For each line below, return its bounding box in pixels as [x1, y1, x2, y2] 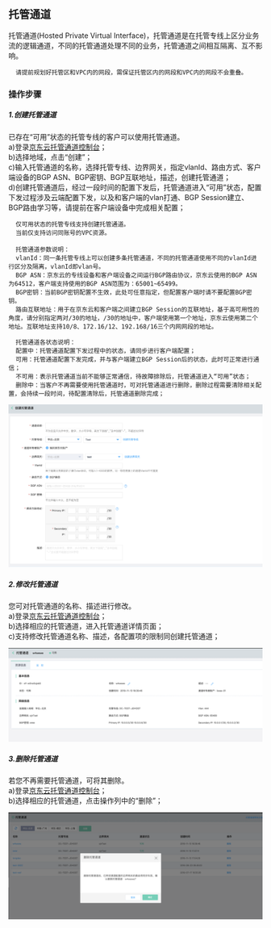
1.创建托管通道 [8, 110, 56, 119]
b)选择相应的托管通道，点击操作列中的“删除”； [8, 796, 163, 805]
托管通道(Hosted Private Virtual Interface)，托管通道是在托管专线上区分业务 [8, 31, 260, 40]
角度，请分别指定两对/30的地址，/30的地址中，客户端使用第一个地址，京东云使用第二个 [8, 314, 258, 322]
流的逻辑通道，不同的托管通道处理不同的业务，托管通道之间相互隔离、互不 [8, 40, 256, 50]
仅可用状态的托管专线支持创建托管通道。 [15, 220, 131, 228]
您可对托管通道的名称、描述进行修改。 [8, 601, 135, 611]
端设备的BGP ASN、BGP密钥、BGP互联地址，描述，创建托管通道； [8, 172, 231, 182]
